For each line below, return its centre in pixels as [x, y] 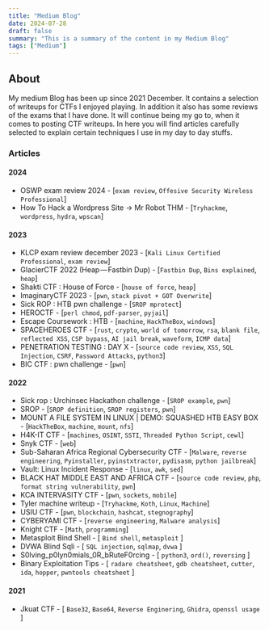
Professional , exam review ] [65, 261]
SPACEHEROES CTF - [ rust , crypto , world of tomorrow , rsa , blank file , [140, 330]
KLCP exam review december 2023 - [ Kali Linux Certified [120, 253]
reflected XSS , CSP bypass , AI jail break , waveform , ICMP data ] [126, 338]
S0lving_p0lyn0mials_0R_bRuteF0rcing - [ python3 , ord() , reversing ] [135, 555]
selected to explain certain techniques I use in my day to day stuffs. [120, 132]
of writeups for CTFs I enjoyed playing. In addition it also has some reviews [133, 107]
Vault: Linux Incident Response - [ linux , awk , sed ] [101, 469]
